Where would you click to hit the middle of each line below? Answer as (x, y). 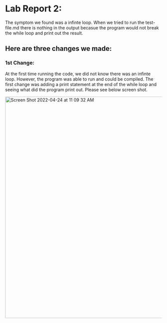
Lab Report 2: (34, 9)
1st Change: (20, 63)
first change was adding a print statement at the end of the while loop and (81, 84)
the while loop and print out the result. (44, 33)
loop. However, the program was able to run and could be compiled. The (79, 79)
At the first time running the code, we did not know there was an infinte (78, 74)
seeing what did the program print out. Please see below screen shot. (76, 90)
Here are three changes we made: (58, 49)
